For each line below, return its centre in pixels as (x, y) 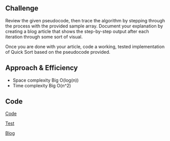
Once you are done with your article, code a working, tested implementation (85, 46)
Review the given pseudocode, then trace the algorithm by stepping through (85, 20)
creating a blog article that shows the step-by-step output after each (77, 31)
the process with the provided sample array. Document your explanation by (84, 26)
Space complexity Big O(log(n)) (46, 80)
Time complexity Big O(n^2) (42, 85)
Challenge (22, 8)
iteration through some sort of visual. (44, 37)
